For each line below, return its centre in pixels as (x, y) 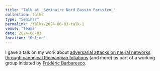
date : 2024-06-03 (23, 33)
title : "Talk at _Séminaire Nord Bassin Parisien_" (60, 10)
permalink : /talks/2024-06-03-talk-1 (45, 24)
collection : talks (24, 15)
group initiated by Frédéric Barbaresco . (46, 63)
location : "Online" (26, 38)
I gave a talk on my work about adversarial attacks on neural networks (78, 52)
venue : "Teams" (21, 29)
